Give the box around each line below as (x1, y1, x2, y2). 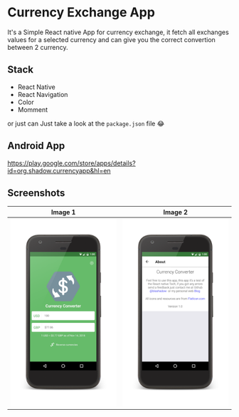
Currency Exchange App (7, 4, 155, 21)
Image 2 (163, 207, 188, 216)
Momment (17, 105, 48, 114)
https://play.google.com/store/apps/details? (7, 158, 137, 168)
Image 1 (51, 207, 76, 216)
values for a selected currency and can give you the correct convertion (7, 35, 216, 43)
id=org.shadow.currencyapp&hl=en (7, 166, 112, 175)
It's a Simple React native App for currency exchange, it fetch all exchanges (7, 28, 229, 36)
